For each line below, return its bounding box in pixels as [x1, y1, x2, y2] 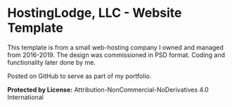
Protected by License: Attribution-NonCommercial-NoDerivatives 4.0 [7, 85, 209, 94]
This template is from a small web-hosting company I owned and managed [7, 43, 224, 51]
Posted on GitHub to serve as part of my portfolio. [7, 72, 152, 80]
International [7, 93, 44, 101]
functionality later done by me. [7, 58, 96, 66]
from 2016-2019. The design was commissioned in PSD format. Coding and [7, 51, 226, 59]
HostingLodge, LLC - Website [7, 5, 182, 21]
